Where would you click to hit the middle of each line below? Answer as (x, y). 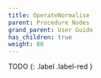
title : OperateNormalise (49, 15)
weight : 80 (26, 44)
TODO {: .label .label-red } (50, 66)
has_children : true (40, 37)
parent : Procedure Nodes (49, 23)
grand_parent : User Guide (50, 30)
